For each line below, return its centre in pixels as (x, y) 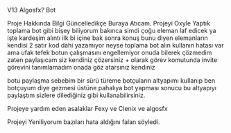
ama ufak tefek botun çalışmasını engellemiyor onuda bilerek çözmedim (110, 52)
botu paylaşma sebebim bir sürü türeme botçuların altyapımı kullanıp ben (111, 81)
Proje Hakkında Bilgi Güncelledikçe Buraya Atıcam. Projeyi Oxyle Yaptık (109, 23)
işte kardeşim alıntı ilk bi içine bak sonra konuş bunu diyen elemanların (108, 38)
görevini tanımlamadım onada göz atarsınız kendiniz (81, 67)
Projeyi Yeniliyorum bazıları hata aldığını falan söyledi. (84, 122)
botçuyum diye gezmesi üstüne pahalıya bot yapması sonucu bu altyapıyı (112, 88)
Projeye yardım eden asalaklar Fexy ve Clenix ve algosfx (87, 109)
